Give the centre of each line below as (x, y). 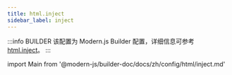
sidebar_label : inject (41, 20)
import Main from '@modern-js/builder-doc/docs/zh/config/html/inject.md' (116, 64)
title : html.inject (36, 14)
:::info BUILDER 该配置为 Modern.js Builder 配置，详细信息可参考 (101, 41)
